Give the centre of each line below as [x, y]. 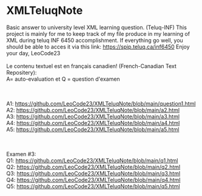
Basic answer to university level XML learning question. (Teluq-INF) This [96, 27]
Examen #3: [21, 154]
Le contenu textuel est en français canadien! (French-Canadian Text [92, 66]
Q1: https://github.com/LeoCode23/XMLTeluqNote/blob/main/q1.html [92, 160]
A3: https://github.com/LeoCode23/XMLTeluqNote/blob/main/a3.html [93, 117]
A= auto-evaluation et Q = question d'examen [63, 79]
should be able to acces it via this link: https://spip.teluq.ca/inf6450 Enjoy [98, 47]
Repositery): [22, 72]
